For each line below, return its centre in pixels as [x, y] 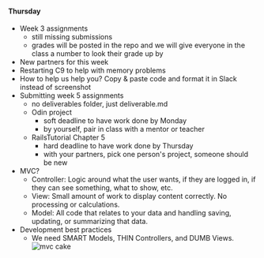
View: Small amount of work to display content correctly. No [129, 196]
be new [55, 163]
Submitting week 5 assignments [72, 95]
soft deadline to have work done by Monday [115, 121]
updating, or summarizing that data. [90, 222]
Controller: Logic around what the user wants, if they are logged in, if [143, 179]
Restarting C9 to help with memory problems [92, 70]
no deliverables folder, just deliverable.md [100, 104]
